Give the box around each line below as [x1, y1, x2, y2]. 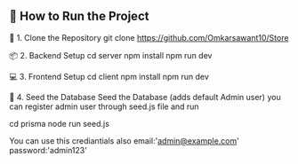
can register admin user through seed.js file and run [9, 101, 199, 112]
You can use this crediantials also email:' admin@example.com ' [9, 135, 240, 146]
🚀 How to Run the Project [9, 9, 149, 24]
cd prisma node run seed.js [9, 118, 109, 129]
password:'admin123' [9, 144, 87, 155]
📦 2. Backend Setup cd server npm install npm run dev [9, 50, 213, 60]
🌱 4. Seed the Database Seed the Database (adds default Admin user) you [9, 91, 282, 102]
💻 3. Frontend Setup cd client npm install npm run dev [9, 71, 209, 82]
